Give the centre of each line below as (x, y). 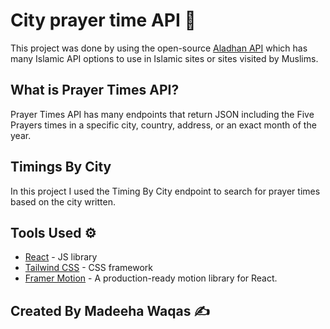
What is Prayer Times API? (95, 90)
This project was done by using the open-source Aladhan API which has (159, 48)
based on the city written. (63, 201)
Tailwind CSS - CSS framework (88, 268)
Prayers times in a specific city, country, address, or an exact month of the (163, 125)
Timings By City (61, 167)
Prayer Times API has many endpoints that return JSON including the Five (162, 114)
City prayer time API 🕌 (103, 20)
